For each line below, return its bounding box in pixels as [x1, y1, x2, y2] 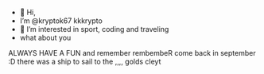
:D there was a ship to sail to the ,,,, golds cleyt [8, 56, 161, 66]
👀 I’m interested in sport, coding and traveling [19, 25, 169, 33]
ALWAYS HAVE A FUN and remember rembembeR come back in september [8, 49, 256, 57]
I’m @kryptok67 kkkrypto [19, 16, 103, 25]
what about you [19, 33, 72, 42]
